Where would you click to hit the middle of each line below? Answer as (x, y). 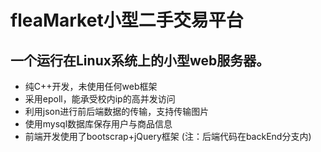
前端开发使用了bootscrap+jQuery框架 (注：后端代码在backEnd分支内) (168, 136)
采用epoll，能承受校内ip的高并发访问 (100, 99)
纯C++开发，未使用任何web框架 (91, 86)
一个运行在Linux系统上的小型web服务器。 (140, 60)
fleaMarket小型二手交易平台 (127, 20)
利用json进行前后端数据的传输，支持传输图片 (117, 111)
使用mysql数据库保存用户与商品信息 (98, 124)
